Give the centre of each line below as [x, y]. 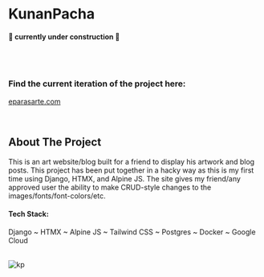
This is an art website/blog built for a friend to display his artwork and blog [132, 161]
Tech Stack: [29, 214]
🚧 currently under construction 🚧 [64, 36]
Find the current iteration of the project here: [97, 84]
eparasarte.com [35, 101]
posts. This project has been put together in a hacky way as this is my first [131, 170]
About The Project [55, 143]
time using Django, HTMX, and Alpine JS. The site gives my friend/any [124, 178]
